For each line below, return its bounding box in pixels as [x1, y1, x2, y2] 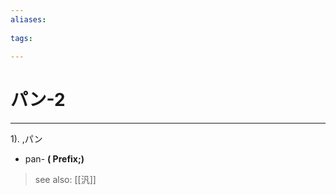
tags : [10, 33, 33, 43]
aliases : [10, 14, 47, 25]
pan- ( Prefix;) [24, 153, 85, 165]
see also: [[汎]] [34, 174, 97, 186]
